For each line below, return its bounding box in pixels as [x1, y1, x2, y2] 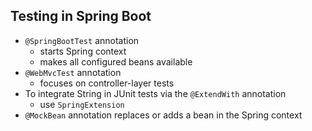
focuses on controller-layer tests [39, 77, 175, 89]
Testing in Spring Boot [10, 8, 152, 25]
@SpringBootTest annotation [24, 34, 140, 46]
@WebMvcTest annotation [24, 66, 122, 78]
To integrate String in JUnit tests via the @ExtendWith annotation [24, 87, 287, 99]
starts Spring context [39, 45, 127, 57]
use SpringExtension [39, 98, 125, 110]
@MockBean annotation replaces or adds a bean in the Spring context [24, 109, 303, 121]
